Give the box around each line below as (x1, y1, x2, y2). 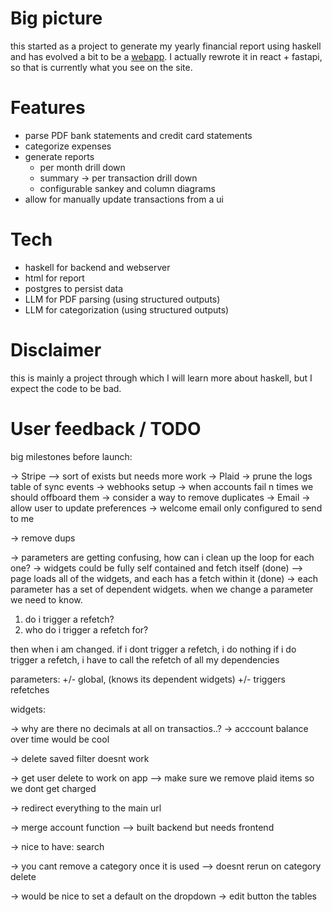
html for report (24, 272, 85, 284)
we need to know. (10, 593, 83, 606)
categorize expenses (24, 140, 112, 152)
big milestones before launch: (10, 450, 133, 462)
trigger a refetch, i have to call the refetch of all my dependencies (10, 653, 280, 666)
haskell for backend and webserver (24, 261, 171, 273)
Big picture (10, 7, 103, 30)
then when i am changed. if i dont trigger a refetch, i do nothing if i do (10, 643, 297, 655)
